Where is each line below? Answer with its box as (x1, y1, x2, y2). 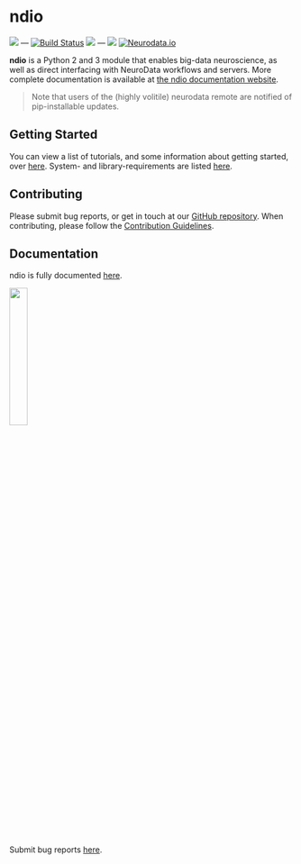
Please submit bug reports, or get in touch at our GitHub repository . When (9, 210, 284, 222)
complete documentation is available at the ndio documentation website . (9, 74, 279, 85)
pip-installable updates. (31, 101, 120, 112)
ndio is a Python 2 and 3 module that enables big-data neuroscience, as (9, 54, 278, 65)
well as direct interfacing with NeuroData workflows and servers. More (9, 64, 272, 75)
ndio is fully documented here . (9, 270, 123, 281)
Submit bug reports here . (9, 844, 103, 855)
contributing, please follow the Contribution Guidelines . (9, 220, 214, 231)
